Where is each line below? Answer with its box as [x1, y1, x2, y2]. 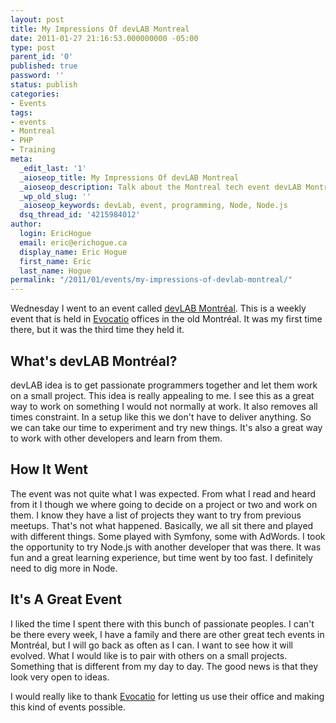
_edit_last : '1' [19, 163, 87, 173]
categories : [10, 89, 60, 99]
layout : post [10, 14, 65, 25]
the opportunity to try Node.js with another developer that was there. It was [10, 541, 322, 553]
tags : [10, 107, 33, 118]
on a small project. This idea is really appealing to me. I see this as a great [10, 389, 315, 401]
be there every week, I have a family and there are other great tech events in [10, 628, 325, 640]
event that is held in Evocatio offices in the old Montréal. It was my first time [10, 313, 323, 325]
